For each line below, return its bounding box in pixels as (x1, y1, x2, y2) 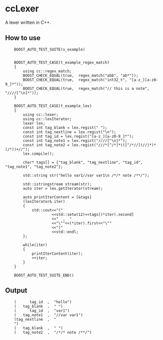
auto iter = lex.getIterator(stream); (23, 186, 103, 191)
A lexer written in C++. (5, 19, 51, 25)
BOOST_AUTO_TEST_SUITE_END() (14, 272, 74, 278)
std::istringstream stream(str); (23, 182, 92, 187)
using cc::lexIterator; (23, 116, 72, 122)
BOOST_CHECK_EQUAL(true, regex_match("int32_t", (23, 77, 127, 82)
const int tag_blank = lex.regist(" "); (23, 125, 108, 130)
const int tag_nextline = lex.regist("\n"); (23, 130, 116, 135)
